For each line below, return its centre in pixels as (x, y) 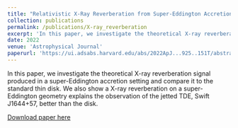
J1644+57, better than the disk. (53, 103)
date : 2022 (23, 40)
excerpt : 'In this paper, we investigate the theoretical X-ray (104, 34)
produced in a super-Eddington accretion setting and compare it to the (110, 81)
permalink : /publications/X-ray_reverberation (77, 27)
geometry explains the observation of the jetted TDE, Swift (124, 95)
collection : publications (45, 21)
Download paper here (39, 117)
